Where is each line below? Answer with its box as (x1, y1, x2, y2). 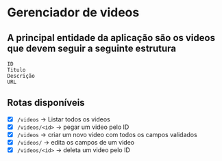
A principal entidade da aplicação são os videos (7, 32, 216, 44)
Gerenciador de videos (7, 5, 140, 20)
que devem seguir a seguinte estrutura (7, 42, 177, 54)
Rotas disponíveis (7, 97, 85, 108)
